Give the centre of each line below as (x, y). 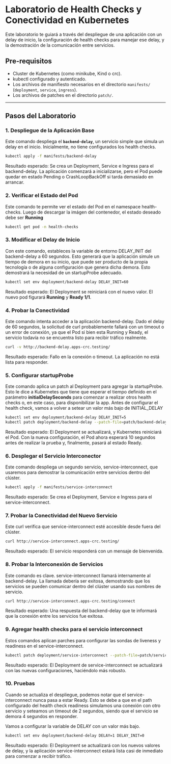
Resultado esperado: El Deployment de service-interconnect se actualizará (84, 665)
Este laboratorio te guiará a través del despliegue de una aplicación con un (83, 34)
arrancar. (15, 182)
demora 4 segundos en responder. (41, 716)
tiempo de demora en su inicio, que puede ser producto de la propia (77, 261)
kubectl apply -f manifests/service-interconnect (59, 487)
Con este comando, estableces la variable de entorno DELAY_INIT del (78, 251)
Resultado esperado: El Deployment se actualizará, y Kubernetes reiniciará (83, 432)
